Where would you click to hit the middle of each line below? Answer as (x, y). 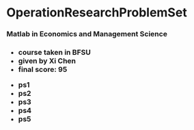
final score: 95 (43, 70)
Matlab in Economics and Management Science (87, 34)
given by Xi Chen (47, 61)
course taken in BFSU (55, 53)
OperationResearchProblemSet (97, 13)
